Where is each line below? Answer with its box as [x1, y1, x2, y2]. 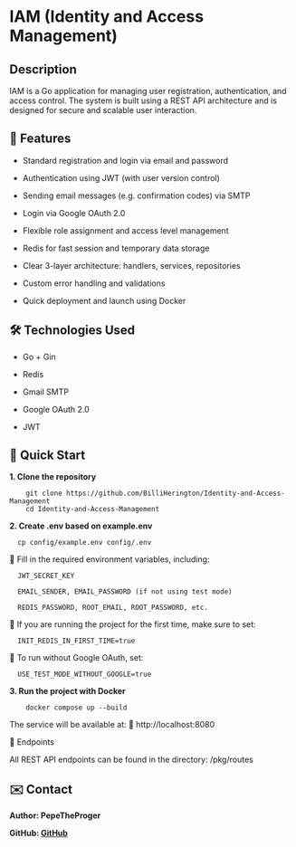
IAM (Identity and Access [9, 6, 205, 27]
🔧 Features [9, 131, 72, 147]
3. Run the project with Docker [9, 686, 127, 697]
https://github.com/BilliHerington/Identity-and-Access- [66, 489, 285, 499]
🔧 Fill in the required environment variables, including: [9, 554, 210, 565]
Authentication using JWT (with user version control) [22, 172, 220, 183]
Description [9, 62, 77, 77]
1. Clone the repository [9, 471, 97, 482]
